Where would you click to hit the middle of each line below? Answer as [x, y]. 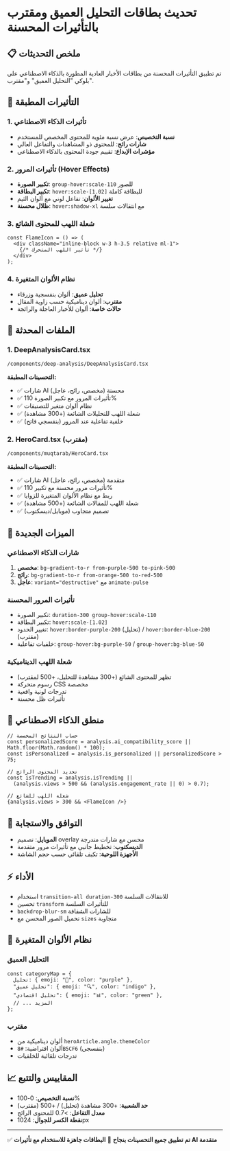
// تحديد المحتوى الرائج [42, 772]
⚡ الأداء [21, 876]
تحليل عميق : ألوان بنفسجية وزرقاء [60, 294]
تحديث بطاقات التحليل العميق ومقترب [102, 13]
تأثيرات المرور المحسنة [41, 600]
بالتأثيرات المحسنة [53, 27]
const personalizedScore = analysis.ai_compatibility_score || [99, 742]
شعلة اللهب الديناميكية [40, 662]
